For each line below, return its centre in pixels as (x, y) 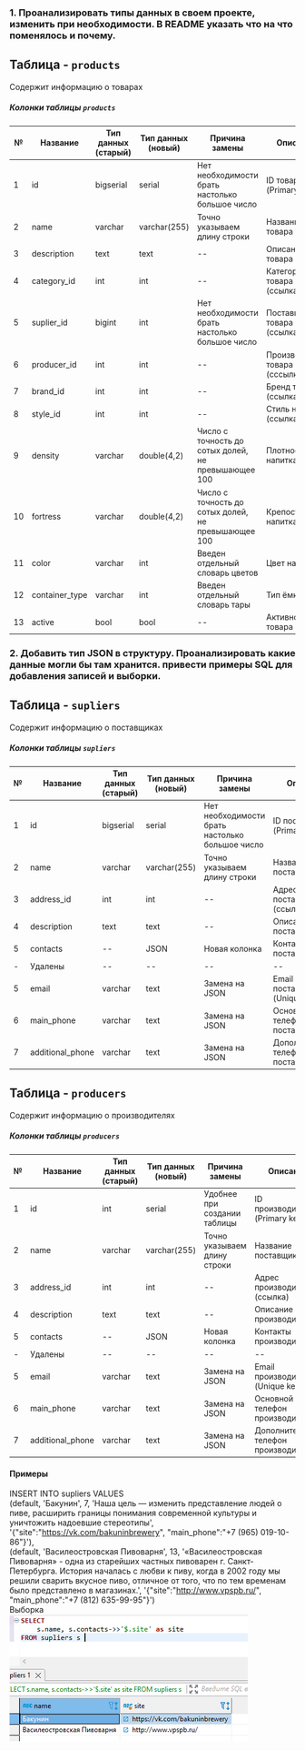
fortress (46, 517)
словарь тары (224, 605)
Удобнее (221, 1194)
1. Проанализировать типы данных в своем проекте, (133, 13)
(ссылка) (271, 1296)
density (45, 455)
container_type (59, 595)
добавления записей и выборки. (85, 675)
